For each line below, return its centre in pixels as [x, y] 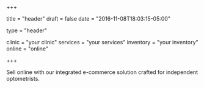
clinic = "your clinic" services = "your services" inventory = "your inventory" [102, 42]
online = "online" [27, 49]
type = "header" [27, 30]
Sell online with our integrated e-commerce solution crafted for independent [102, 72]
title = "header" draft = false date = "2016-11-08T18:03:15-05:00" [89, 19]
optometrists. [23, 79]
